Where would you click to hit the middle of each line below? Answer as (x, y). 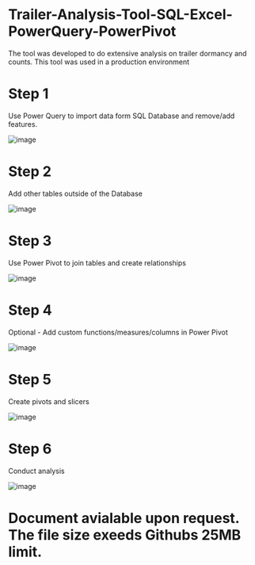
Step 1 (29, 94)
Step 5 (30, 379)
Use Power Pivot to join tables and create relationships (97, 262)
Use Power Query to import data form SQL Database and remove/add (122, 116)
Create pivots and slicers (49, 401)
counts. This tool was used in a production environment (99, 62)
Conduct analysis (36, 471)
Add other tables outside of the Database (75, 193)
